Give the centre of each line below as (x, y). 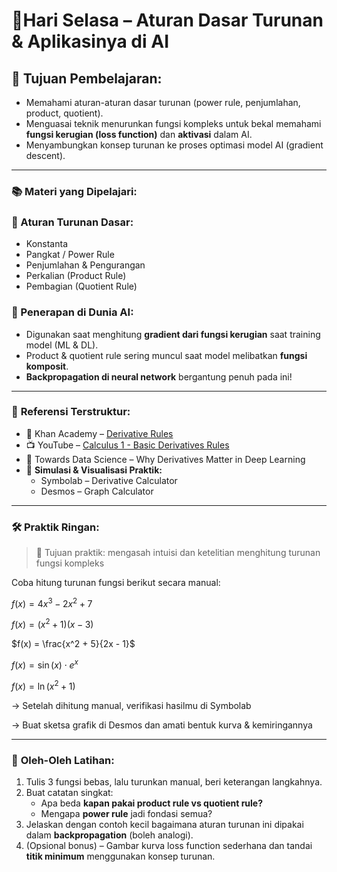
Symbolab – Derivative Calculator (109, 480)
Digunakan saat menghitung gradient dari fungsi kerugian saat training (173, 334)
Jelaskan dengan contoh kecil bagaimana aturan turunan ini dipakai (164, 825)
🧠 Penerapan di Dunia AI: (72, 312)
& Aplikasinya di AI (90, 41)
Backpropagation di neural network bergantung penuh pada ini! (159, 376)
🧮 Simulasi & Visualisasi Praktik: (94, 470)
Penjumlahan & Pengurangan (85, 265)
